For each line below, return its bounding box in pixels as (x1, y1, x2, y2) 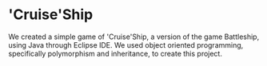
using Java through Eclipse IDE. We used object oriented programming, (8, 40, 244, 49)
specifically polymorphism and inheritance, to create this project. (8, 49, 222, 58)
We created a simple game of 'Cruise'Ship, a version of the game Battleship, (8, 32, 260, 41)
